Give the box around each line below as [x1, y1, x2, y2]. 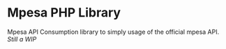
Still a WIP [7, 35, 37, 43]
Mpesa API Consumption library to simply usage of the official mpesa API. [7, 28, 220, 36]
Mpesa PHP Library [7, 5, 121, 21]
